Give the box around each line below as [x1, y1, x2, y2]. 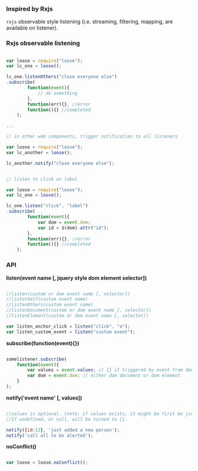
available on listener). [6, 24, 58, 31]
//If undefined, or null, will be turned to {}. [6, 416, 128, 422]
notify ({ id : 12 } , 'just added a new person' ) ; [6, 427, 120, 433]
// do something [37, 90, 78, 96]
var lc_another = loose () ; [6, 149, 72, 155]
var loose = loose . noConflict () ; [6, 460, 88, 466]
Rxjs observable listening [6, 39, 81, 47]
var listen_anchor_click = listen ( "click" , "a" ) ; [6, 323, 131, 329]
